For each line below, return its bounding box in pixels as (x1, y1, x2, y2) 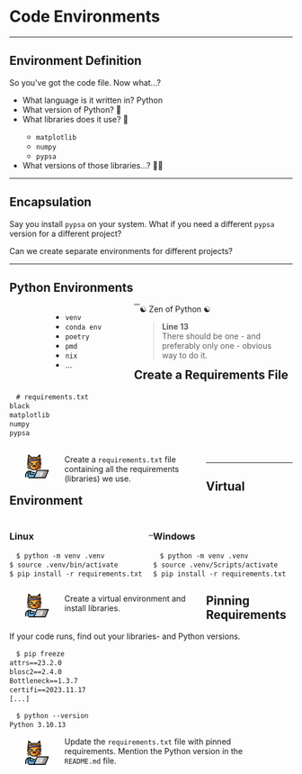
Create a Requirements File (133, 368, 289, 383)
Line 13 (161, 322, 189, 332)
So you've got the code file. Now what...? (9, 77, 162, 87)
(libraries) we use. (64, 473, 132, 484)
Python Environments (9, 279, 134, 295)
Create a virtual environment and (64, 593, 186, 604)
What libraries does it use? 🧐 (22, 114, 129, 124)
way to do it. (161, 350, 209, 361)
